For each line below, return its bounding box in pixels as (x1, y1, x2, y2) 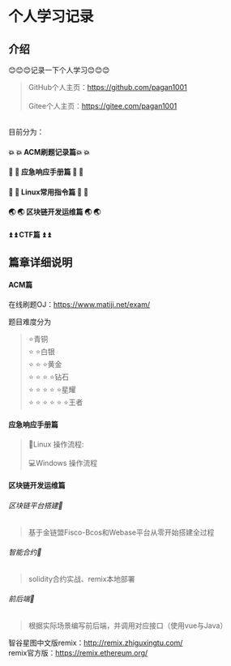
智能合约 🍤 (8, 548, 42, 557)
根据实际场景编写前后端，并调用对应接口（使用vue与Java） (28, 621, 228, 630)
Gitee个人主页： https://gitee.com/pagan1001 (28, 101, 178, 110)
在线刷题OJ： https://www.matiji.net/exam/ (8, 299, 151, 309)
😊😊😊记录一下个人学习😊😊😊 (8, 66, 110, 75)
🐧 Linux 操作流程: (28, 439, 84, 449)
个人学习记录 (8, 7, 95, 26)
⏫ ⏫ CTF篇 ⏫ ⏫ (8, 229, 51, 239)
